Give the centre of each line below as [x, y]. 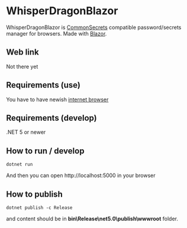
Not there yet [22, 66]
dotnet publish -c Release [39, 208]
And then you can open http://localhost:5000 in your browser [81, 175]
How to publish [35, 194]
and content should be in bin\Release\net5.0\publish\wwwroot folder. [92, 219]
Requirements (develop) [51, 118]
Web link [23, 52]
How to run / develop [45, 151]
